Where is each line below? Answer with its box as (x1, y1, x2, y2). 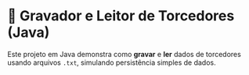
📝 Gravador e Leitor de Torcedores (7, 7, 235, 25)
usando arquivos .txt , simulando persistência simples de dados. (7, 58, 216, 67)
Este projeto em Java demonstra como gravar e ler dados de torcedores (7, 49, 242, 59)
